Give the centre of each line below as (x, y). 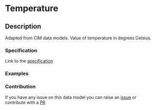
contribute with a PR (25, 102)
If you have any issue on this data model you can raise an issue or (71, 97)
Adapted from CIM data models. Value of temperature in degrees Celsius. (78, 38)
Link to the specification (29, 61)
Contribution (20, 87)
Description (23, 26)
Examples (17, 74)
